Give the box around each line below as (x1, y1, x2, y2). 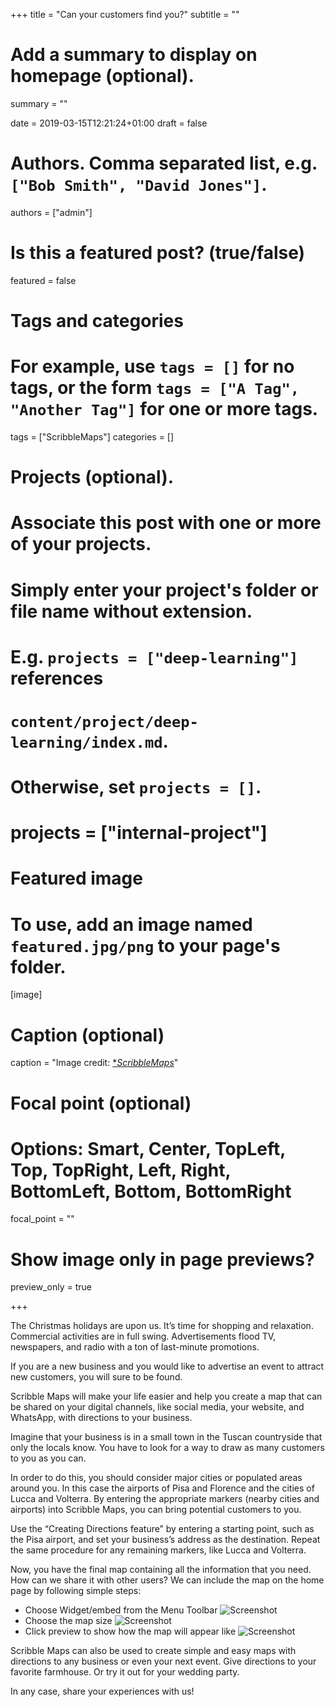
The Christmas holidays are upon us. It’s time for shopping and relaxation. (10, 1320, 314, 1332)
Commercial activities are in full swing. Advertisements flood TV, (10, 1330, 277, 1343)
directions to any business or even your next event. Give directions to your (10, 1655, 317, 1668)
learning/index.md (10, 733, 163, 752)
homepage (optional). (10, 65, 195, 88)
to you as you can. (10, 1452, 87, 1464)
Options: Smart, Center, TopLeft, (10, 1137, 286, 1160)
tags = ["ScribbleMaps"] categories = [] (10, 430, 175, 443)
